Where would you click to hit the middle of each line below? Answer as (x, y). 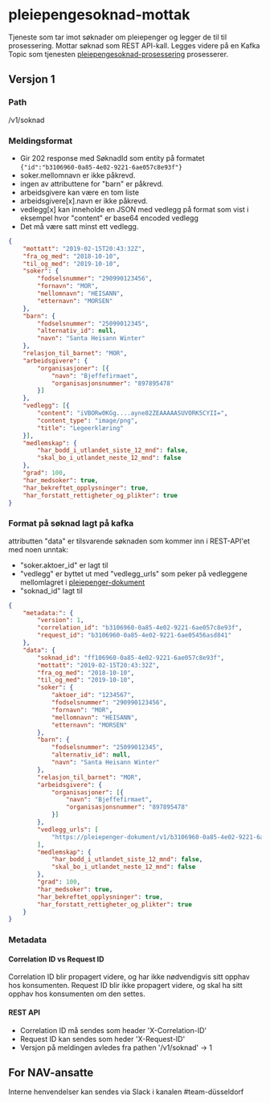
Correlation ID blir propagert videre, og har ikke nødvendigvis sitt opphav (129, 977)
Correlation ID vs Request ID (56, 959)
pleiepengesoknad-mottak (99, 15)
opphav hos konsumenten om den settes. (77, 994)
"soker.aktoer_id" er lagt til (64, 565)
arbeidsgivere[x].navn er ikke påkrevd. (84, 201)
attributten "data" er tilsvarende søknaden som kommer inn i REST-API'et (129, 541)
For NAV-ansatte (51, 1073)
